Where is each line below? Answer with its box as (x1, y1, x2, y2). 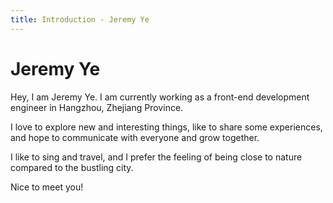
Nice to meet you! (10, 181, 84, 193)
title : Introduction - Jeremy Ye (10, 14, 150, 25)
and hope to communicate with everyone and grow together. (10, 131, 260, 143)
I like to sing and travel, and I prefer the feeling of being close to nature (10, 151, 303, 163)
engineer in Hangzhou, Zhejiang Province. (10, 101, 184, 113)
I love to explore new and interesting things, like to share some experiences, (10, 121, 323, 133)
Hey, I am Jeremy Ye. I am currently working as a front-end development (10, 91, 310, 103)
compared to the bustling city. (10, 161, 134, 173)
